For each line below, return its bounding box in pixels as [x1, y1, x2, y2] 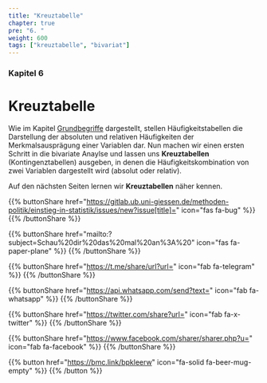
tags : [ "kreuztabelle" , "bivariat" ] [8, 41, 130, 49]
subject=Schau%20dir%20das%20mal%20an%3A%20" [8, 237, 195, 247]
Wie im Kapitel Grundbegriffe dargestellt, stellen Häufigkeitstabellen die [8, 123, 243, 132]
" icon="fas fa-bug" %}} [175, 205, 257, 215]
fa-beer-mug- [206, 357, 252, 367]
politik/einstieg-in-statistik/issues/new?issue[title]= [8, 205, 177, 215]
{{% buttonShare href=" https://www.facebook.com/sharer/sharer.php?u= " [8, 333, 253, 343]
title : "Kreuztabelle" [8, 11, 84, 20]
